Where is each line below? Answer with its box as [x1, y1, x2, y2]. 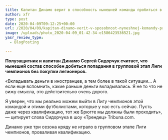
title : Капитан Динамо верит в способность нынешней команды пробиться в [5, 7, 162, 12]
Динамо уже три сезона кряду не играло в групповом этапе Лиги [5, 124, 146, 130]
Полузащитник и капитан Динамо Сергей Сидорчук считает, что [5, 58, 148, 64]
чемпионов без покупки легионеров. [5, 68, 87, 74]
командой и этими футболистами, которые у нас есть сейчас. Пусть [5, 103, 152, 110]
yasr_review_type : [5, 35, 43, 40]
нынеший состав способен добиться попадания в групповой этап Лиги [5, 63, 162, 69]
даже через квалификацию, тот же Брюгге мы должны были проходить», [5, 109, 162, 115]
